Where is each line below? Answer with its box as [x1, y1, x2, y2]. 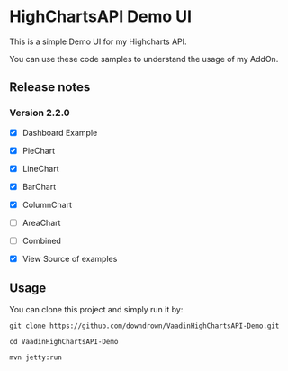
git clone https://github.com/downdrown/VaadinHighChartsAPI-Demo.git [9, 321, 280, 330]
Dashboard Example [22, 127, 98, 138]
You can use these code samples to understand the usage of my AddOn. [9, 53, 279, 64]
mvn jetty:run [9, 353, 63, 362]
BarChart [22, 181, 57, 192]
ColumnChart [22, 199, 73, 210]
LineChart [22, 163, 59, 174]
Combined [22, 236, 61, 246]
